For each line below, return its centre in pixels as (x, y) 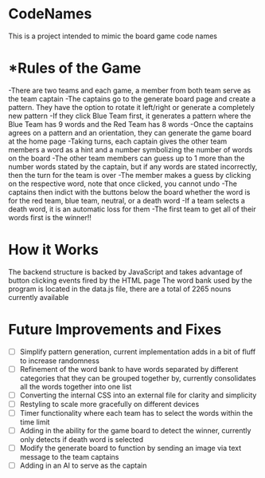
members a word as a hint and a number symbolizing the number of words (131, 149)
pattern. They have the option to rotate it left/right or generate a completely (131, 107)
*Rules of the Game (75, 68)
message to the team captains (69, 457)
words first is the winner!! (50, 217)
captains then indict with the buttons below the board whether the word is (129, 192)
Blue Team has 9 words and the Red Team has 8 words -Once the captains (131, 124)
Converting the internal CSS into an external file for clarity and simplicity (138, 395)
